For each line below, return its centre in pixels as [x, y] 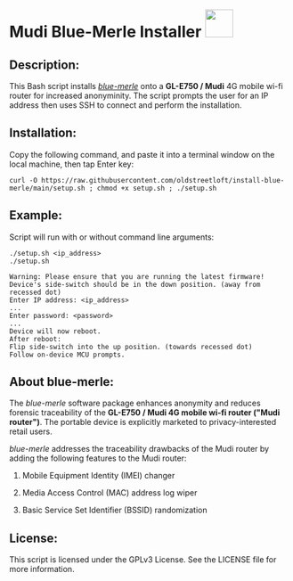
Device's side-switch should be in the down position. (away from [135, 284]
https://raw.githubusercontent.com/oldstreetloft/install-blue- [163, 180]
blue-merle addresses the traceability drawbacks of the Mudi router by [139, 449]
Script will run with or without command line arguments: [112, 237]
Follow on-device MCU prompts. [67, 355]
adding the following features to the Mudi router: [98, 458]
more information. [42, 569]
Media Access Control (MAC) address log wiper [110, 493]
